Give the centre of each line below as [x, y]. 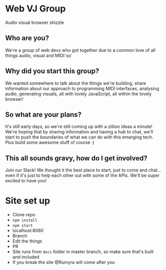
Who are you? [27, 38]
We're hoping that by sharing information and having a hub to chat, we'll [79, 132]
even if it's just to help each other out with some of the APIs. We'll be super [83, 175]
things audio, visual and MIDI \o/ [38, 55]
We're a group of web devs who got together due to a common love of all [80, 50]
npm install [25, 220]
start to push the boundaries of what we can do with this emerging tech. [79, 137]
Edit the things [27, 241]
